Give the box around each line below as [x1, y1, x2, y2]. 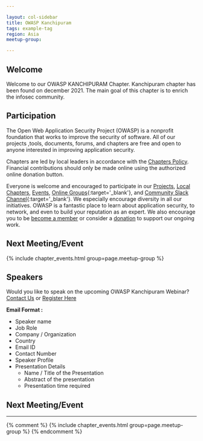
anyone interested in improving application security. [6, 146, 135, 153]
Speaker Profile [14, 356, 54, 364]
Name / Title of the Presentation [24, 370, 104, 377]
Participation [6, 111, 56, 121]
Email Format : [6, 306, 43, 313]
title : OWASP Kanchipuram [6, 19, 71, 26]
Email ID [14, 344, 36, 351]
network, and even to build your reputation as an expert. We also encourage [6, 208, 196, 215]
